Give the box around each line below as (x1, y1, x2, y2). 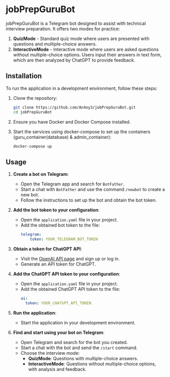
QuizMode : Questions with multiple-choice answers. (28, 355, 139, 361)
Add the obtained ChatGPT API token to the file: (20, 286, 120, 292)
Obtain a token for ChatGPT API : (13, 246, 82, 252)
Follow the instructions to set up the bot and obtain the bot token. (20, 197, 157, 203)
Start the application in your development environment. (20, 319, 136, 325)
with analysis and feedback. (28, 366, 87, 372)
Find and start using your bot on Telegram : (13, 329, 105, 335)
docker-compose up (13, 143, 52, 149)
